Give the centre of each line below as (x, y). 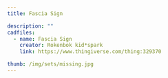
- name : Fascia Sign (43, 39)
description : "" (30, 26)
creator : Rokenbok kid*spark (61, 46)
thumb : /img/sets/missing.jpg (51, 64)
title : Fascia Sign (35, 13)
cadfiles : (21, 32)
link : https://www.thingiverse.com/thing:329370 (91, 52)
